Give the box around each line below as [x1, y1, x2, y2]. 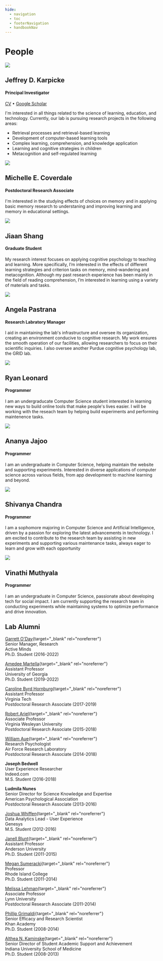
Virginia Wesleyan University [5, 721, 62, 727]
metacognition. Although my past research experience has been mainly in [5, 271, 153, 278]
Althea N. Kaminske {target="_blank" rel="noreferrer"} [5, 935, 113, 941]
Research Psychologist [5, 741, 51, 747]
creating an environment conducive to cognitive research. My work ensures [5, 335, 157, 341]
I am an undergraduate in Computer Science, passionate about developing [5, 593, 154, 599]
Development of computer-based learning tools [12, 135, 108, 141]
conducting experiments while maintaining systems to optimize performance [5, 603, 159, 609]
